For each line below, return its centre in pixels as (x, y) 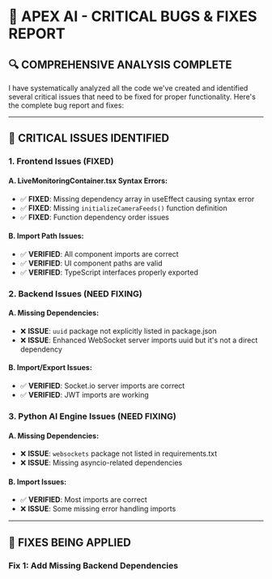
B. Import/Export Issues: (51, 368)
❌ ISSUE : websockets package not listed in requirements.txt (119, 453)
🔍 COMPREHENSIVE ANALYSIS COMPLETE (120, 64)
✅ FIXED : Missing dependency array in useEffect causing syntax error (137, 198)
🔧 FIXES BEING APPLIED (70, 542)
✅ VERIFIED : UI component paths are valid (91, 263)
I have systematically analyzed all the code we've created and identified (128, 88)
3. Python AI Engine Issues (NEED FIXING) (92, 416)
